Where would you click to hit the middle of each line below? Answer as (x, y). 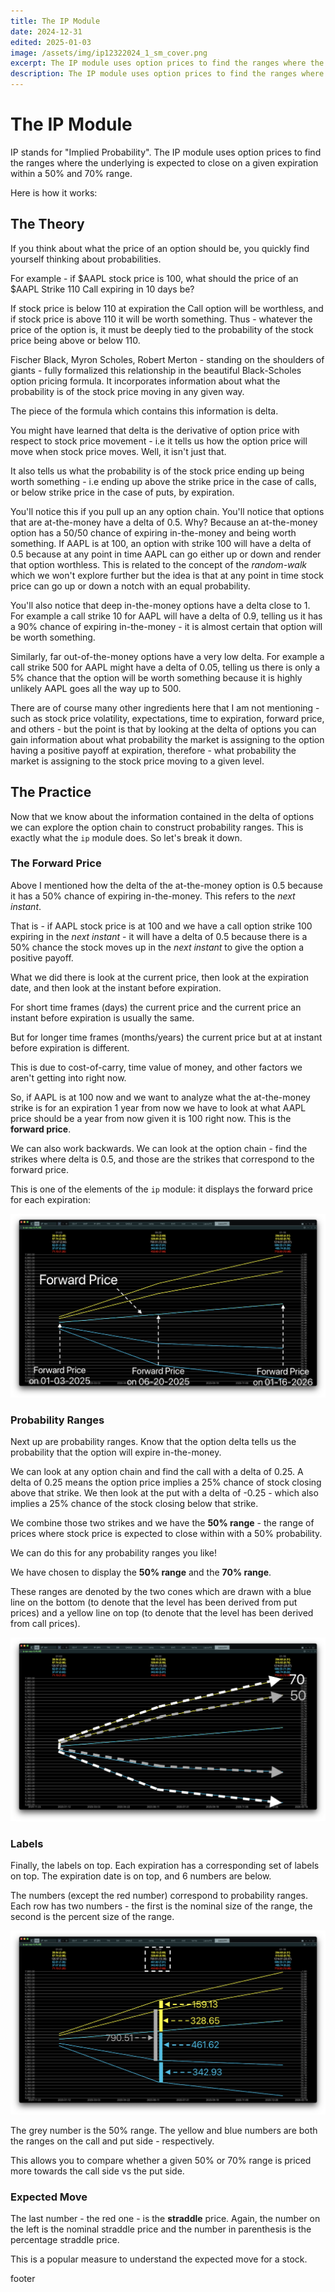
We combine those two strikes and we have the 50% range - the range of (162, 1522)
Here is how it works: (54, 192)
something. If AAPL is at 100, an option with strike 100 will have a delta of (161, 543)
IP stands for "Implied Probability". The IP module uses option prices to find (166, 152)
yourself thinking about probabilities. (86, 259)
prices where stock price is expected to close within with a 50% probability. (166, 1533)
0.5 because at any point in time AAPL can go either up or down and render (166, 554)
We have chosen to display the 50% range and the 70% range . (141, 1572)
